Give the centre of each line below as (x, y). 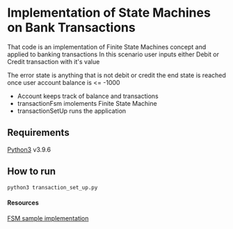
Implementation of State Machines (109, 13)
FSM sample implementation (48, 218)
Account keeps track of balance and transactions (88, 96)
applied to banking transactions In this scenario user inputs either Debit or (113, 54)
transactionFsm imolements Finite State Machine (87, 103)
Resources (23, 203)
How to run (32, 172)
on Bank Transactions (71, 27)
